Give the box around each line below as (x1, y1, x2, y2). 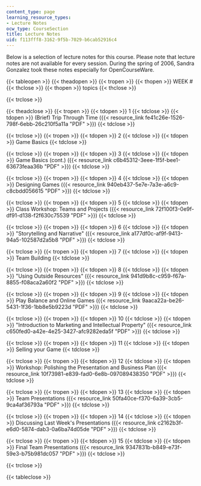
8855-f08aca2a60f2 (6, 279, 57, 286)
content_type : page (6, 8, 55, 15)
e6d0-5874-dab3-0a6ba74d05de (6, 426, 90, 432)
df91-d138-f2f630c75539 (6, 212, 70, 219)
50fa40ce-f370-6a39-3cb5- (112, 395, 184, 402)
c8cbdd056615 (6, 187, 44, 195)
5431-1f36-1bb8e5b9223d (6, 304, 72, 310)
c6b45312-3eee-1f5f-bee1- (113, 157, 181, 163)
